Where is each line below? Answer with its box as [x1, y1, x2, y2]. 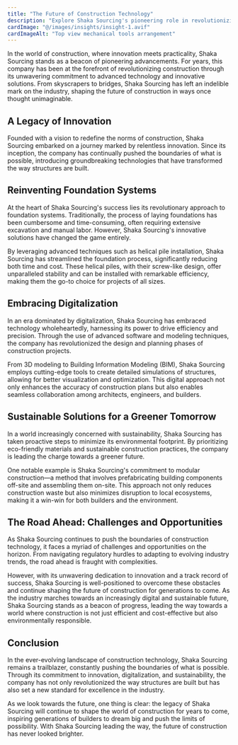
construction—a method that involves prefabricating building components [7, 473, 223, 482]
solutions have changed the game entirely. [7, 233, 131, 241]
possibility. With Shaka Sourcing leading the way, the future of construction [7, 722, 227, 731]
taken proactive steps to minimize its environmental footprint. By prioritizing [7, 437, 228, 446]
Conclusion [7, 637, 59, 649]
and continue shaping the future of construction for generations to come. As [7, 587, 230, 595]
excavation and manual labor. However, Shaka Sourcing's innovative [7, 226, 207, 234]
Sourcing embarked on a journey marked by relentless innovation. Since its [7, 142, 227, 150]
